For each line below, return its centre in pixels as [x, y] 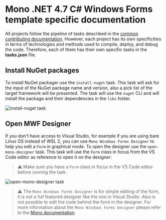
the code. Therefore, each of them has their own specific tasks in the [76, 49]
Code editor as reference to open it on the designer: [59, 157]
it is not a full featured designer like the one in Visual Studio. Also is [86, 197]
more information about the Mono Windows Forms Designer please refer [89, 207]
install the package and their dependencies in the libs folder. [68, 98]
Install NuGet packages [42, 71]
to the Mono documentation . [47, 213]
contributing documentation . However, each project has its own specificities [83, 39]
